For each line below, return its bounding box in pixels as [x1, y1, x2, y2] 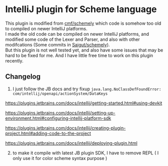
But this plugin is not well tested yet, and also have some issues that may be [5, 47, 163, 53]
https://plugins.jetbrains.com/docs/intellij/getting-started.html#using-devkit [5, 100, 162, 106]
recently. [5, 58, 24, 64]
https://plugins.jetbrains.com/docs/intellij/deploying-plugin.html [5, 140, 138, 146]
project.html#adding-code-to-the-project [5, 130, 91, 136]
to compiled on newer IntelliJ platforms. [5, 25, 87, 31]
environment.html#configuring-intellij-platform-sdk [5, 115, 111, 121]
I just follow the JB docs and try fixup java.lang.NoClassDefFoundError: [12, 86, 161, 92]
